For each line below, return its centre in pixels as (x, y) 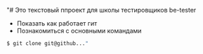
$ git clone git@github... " (48, 44)
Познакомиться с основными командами (79, 31)
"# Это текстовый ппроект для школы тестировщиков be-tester (101, 10)
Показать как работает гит (57, 23)
